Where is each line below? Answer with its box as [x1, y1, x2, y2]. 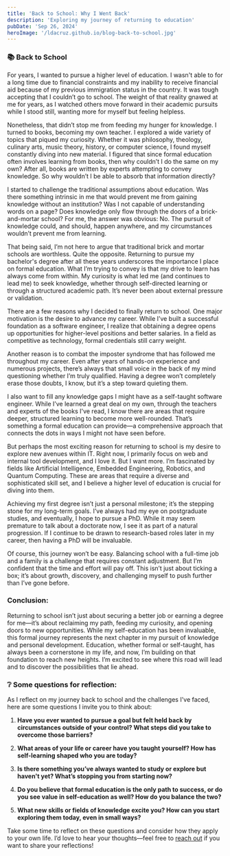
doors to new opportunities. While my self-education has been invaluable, [7, 626, 216, 634]
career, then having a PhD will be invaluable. [7, 536, 133, 544]
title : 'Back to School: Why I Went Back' [7, 10, 130, 17]
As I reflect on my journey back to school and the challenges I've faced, [7, 696, 211, 704]
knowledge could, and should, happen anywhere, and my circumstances [7, 222, 213, 230]
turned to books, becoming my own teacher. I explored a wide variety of [7, 128, 211, 136]
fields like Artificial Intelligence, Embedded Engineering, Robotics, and [7, 464, 205, 472]
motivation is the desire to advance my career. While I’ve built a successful [7, 314, 218, 322]
